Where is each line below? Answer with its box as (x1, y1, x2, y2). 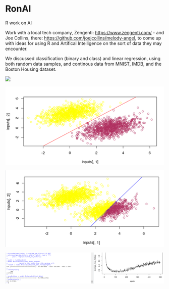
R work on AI (5, 20, 32, 26)
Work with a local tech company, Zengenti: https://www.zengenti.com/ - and (5, 29, 164, 35)
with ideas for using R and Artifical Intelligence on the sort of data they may (5, 40, 162, 46)
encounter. (5, 45, 28, 52)
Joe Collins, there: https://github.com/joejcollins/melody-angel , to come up (5, 35, 161, 41)
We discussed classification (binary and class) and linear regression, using (5, 55, 160, 61)
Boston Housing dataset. (5, 66, 57, 72)
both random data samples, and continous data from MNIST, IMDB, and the (5, 61, 162, 67)
